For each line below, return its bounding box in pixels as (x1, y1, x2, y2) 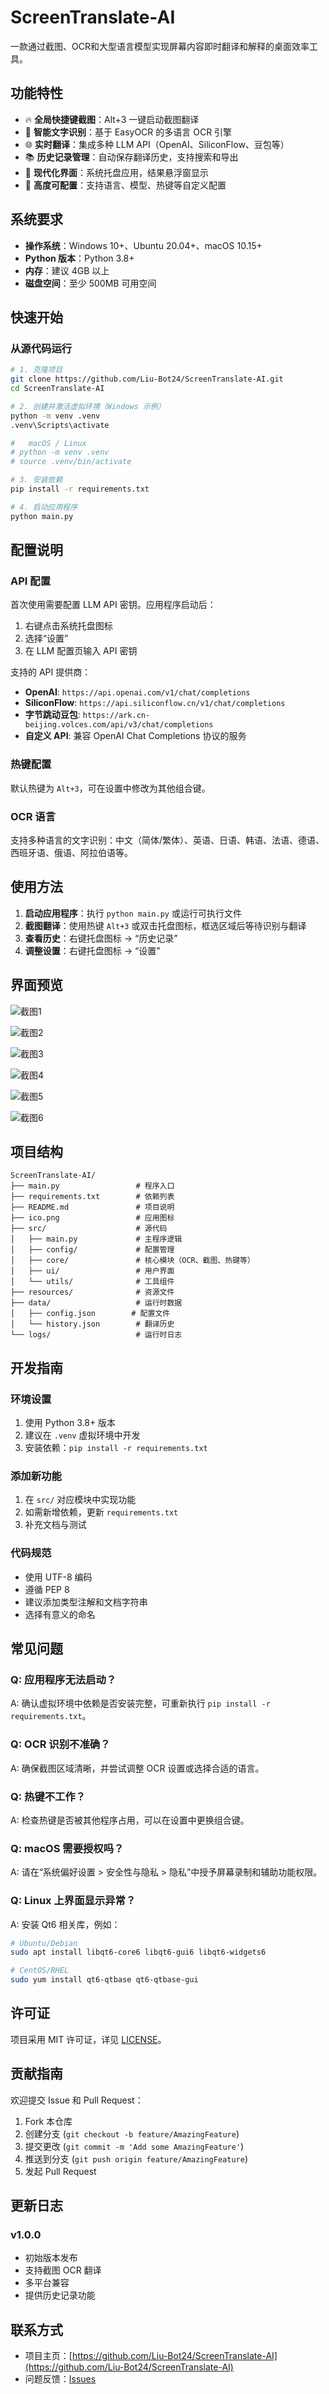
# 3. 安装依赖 (10, 475, 63, 485)
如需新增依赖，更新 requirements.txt (24, 1506, 179, 1518)
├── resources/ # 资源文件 (10, 1287, 175, 1298)
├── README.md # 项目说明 (10, 1202, 175, 1213)
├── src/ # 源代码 (10, 1224, 168, 1234)
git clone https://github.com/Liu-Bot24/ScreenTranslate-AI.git (10, 374, 284, 385)
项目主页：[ (24, 2350, 73, 2362)
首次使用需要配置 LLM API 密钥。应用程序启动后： (10, 599, 217, 611)
